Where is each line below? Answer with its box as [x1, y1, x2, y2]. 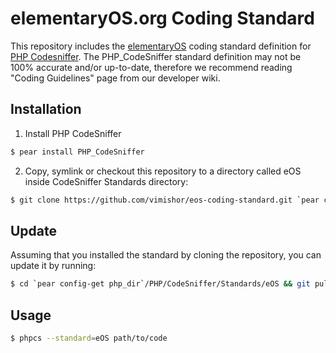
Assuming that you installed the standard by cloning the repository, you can [10, 249, 322, 261]
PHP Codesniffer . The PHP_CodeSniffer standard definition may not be [10, 50, 302, 62]
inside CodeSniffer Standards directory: [24, 175, 189, 187]
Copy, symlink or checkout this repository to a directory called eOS [24, 165, 302, 177]
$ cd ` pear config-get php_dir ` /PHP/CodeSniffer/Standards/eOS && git [10, 279, 311, 289]
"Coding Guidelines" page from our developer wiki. [10, 72, 221, 84]
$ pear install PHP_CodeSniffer [10, 147, 145, 157]
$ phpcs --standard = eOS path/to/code [10, 333, 168, 343]
